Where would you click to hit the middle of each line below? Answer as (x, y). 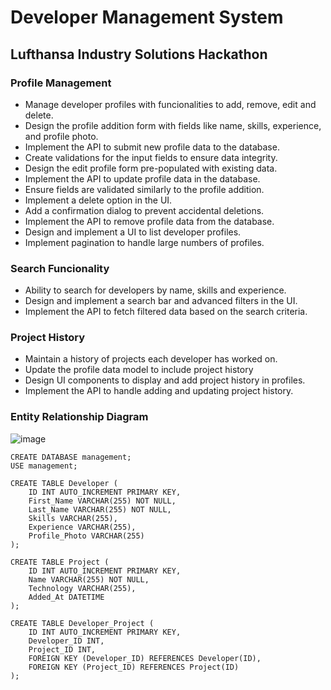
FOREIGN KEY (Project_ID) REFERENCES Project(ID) (134, 667)
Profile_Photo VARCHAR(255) (86, 536)
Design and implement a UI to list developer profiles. (133, 232)
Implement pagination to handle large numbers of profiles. (144, 242)
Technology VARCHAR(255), (82, 588)
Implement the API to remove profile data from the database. (149, 221)
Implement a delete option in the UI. (98, 200)
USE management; (44, 466)
